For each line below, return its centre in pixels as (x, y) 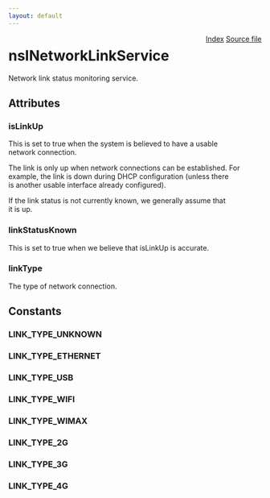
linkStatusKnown (43, 230)
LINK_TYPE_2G (38, 442)
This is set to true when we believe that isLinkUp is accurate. (109, 247)
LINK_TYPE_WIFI (42, 399)
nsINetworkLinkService (89, 55)
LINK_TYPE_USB (41, 378)
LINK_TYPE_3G (38, 464)
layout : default (35, 16)
